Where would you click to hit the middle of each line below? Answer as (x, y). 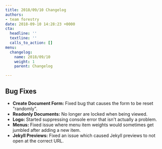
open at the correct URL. (38, 141)
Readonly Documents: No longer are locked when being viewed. (80, 114)
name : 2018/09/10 (32, 57)
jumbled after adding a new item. (47, 130)
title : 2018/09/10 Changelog (36, 10)
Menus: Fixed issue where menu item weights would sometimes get (83, 125)
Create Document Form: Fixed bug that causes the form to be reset (83, 103)
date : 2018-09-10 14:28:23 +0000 (40, 24)
